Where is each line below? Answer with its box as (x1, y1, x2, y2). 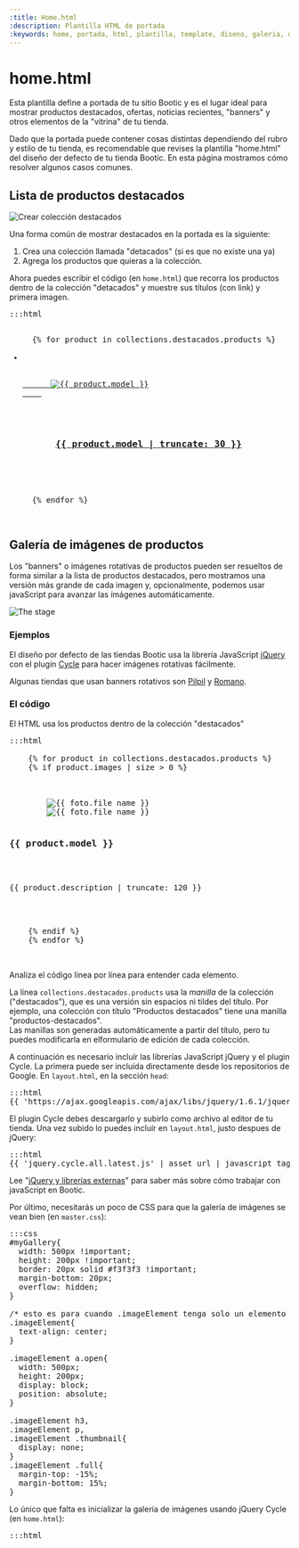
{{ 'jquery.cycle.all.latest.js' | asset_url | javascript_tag (9, 1159, 291, 1168)
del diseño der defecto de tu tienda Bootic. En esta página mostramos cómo (9, 152, 288, 163)
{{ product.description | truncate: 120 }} (9, 883, 202, 893)
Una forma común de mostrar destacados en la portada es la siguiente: (9, 229, 271, 240)
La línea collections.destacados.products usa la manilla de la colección (9, 987, 274, 998)
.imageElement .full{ (9, 1461, 104, 1470)
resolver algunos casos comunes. (9, 162, 133, 173)
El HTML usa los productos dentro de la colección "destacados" (9, 718, 245, 729)
